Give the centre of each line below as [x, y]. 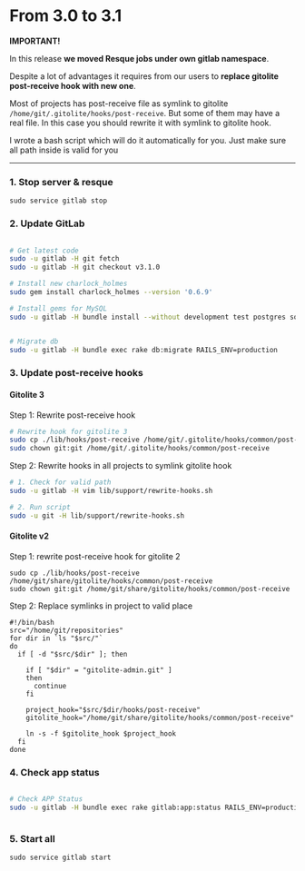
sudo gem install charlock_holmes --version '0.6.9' [111, 292]
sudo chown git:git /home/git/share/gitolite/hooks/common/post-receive [150, 589]
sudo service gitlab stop [58, 201]
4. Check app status [54, 772]
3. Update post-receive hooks [76, 373]
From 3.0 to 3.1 [66, 16]
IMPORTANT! [35, 41]
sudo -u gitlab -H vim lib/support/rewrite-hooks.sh [111, 491]
